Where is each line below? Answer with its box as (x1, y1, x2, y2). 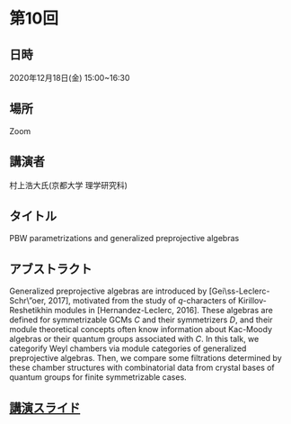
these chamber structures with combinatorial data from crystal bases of (9, 362, 276, 374)
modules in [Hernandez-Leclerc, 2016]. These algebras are (54, 305, 274, 316)
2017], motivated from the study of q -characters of (48, 295, 236, 306)
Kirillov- (237, 295, 267, 306)
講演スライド (9, 400, 81, 415)
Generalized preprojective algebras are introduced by (9, 285, 207, 297)
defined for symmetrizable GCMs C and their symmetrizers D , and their (9, 314, 273, 325)
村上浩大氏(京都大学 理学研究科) (9, 179, 128, 190)
